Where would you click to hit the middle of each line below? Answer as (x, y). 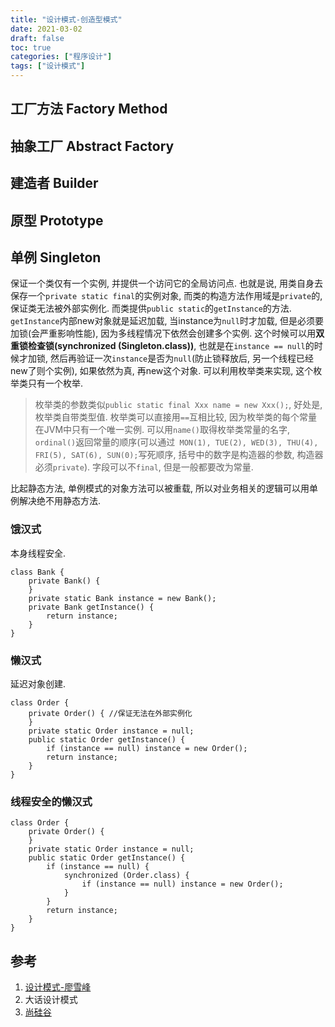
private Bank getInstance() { (91, 607)
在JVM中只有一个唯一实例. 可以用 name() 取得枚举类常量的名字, (162, 430)
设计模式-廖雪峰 (58, 987)
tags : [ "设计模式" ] (48, 66)
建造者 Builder (54, 183)
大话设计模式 (51, 1000)
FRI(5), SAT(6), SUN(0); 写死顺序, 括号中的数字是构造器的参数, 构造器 (179, 455)
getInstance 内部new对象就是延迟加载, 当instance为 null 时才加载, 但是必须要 (167, 321)
